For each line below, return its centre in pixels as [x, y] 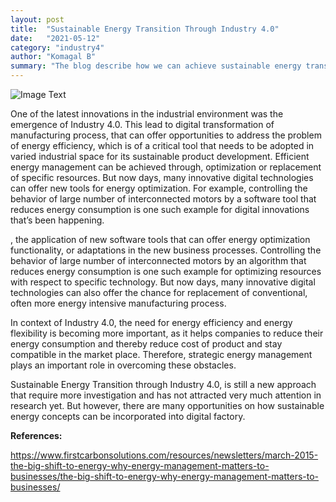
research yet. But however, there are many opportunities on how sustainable [167, 405]
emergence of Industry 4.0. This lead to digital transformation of [142, 124]
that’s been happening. [57, 220]
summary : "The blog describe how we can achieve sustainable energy [156, 66]
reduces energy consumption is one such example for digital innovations [160, 209]
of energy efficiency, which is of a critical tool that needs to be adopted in [162, 145]
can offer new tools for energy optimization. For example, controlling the [159, 188]
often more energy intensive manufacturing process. [118, 303]
